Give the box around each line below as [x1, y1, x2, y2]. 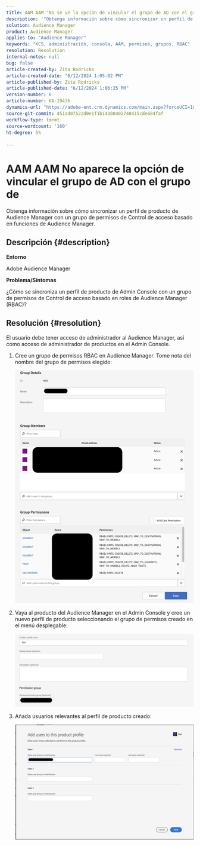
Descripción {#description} [6, 237, 110, 248]
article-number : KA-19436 [6, 98, 70, 104]
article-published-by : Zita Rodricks [6, 79, 100, 85]
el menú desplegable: [14, 622, 68, 629]
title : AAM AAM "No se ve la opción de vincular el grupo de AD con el [6, 10, 187, 16]
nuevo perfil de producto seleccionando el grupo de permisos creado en [14, 615, 193, 622]
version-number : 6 [6, 91, 52, 98]
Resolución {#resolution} [6, 318, 102, 328]
